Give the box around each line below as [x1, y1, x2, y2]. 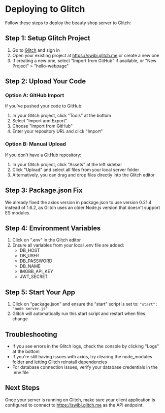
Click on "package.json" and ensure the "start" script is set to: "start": [12, 301, 158, 307]
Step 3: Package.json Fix [5, 186, 83, 195]
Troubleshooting [5, 330, 58, 339]
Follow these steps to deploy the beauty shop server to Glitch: [5, 20, 132, 26]
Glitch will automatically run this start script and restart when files [12, 310, 145, 316]
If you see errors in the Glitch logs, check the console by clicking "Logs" [12, 343, 159, 349]
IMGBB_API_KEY [19, 269, 53, 275]
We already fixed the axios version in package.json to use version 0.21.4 [5, 199, 152, 205]
